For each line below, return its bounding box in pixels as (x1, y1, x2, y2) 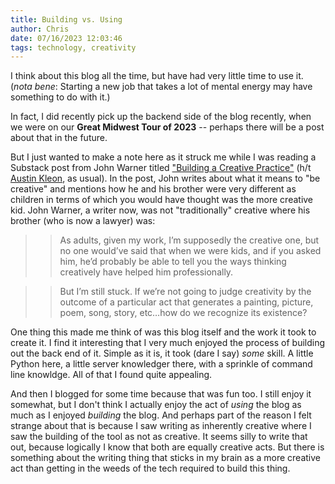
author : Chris (10, 24, 70, 34)
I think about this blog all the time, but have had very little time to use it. (10, 70, 304, 82)
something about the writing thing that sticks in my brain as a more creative (10, 452, 321, 464)
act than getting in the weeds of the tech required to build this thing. (10, 462, 291, 475)
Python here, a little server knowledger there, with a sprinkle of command (10, 358, 313, 370)
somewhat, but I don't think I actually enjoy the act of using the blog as (10, 399, 302, 411)
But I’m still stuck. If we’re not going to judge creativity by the (59, 286, 312, 298)
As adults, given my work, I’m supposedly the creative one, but (59, 234, 320, 246)
